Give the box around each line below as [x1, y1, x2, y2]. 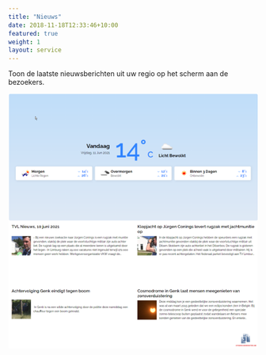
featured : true [8, 29, 59, 37]
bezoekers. [8, 78, 45, 87]
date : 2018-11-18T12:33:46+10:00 [8, 21, 119, 29]
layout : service [8, 46, 62, 55]
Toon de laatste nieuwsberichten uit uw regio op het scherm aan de [8, 69, 229, 78]
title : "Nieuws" [8, 13, 62, 21]
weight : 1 [8, 38, 41, 46]
